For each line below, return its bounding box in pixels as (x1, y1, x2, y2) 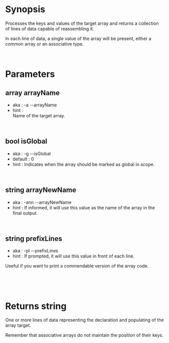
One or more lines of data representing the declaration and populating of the (5, 317, 164, 323)
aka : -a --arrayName (12, 102, 57, 108)
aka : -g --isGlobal (12, 150, 51, 156)
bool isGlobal (5, 137, 47, 146)
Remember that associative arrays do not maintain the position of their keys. (5, 332, 164, 338)
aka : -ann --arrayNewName (12, 199, 72, 205)
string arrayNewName (5, 186, 77, 194)
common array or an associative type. (5, 40, 84, 47)
